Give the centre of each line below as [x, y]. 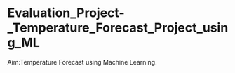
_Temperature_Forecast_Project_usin [118, 28]
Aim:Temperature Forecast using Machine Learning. [82, 62]
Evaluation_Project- [66, 13]
